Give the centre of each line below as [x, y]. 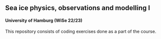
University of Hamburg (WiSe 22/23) [44, 20]
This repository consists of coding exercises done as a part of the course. [81, 31]
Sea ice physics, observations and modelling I [78, 8]
